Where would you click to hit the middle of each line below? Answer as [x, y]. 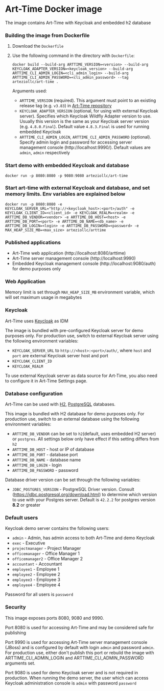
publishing [16, 633]
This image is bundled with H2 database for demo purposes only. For [75, 414]
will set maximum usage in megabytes [44, 297]
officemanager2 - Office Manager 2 [47, 559]
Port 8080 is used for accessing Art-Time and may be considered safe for [80, 627]
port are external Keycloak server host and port [60, 355]
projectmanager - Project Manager [47, 548]
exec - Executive [29, 543]
